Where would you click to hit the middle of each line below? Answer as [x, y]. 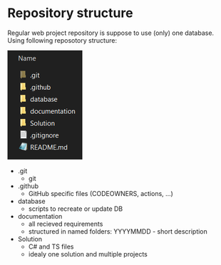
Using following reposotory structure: [62, 40]
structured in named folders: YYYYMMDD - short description [118, 231]
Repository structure [70, 13]
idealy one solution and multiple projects [88, 254]
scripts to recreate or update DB [76, 209]
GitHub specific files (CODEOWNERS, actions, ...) [101, 193]
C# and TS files [51, 246]
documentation [40, 216]
